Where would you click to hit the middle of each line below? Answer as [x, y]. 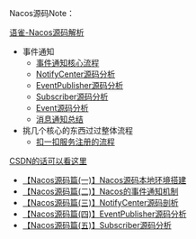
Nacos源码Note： [42, 13]
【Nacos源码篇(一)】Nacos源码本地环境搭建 [104, 180]
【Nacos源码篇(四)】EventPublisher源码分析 [104, 214]
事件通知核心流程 [67, 63]
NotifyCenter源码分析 [76, 74]
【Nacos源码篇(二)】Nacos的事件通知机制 [100, 191]
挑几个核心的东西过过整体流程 [77, 130]
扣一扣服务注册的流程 [75, 142]
